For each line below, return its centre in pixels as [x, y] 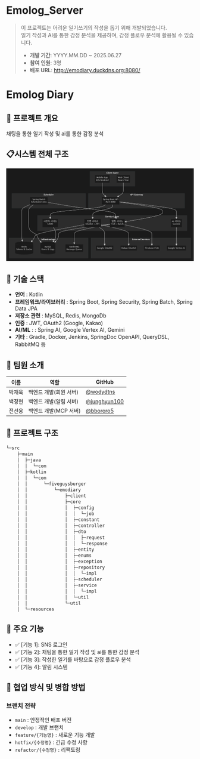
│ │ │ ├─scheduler [60, 579]
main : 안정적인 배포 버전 [43, 720]
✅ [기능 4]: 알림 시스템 [41, 667]
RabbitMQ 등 [30, 344]
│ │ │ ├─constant [58, 520]
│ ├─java [29, 460]
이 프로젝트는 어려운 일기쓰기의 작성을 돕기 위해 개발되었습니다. [94, 27]
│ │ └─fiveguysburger [51, 484]
